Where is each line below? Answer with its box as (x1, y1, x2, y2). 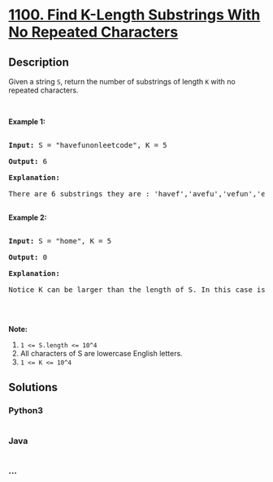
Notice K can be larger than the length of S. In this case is (8, 286, 266, 294)
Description (8, 55, 69, 69)
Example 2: (8, 213, 47, 222)
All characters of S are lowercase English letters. (19, 349, 183, 358)
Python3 (8, 405, 43, 416)
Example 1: (8, 117, 46, 127)
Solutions (8, 381, 58, 394)
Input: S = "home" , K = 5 (8, 237, 112, 245)
